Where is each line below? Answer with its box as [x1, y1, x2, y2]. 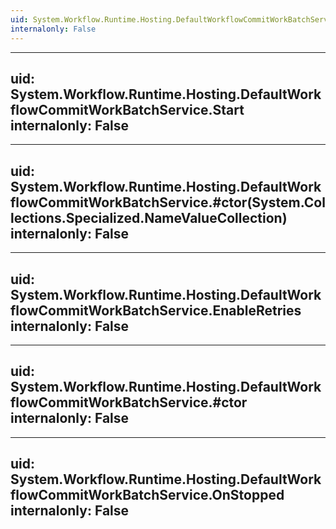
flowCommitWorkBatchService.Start [10, 101, 245, 118]
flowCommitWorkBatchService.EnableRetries [10, 302, 302, 319]
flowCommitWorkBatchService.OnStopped [10, 487, 285, 504]
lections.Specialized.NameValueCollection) [10, 209, 288, 226]
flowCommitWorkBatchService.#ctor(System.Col [10, 194, 326, 211]
